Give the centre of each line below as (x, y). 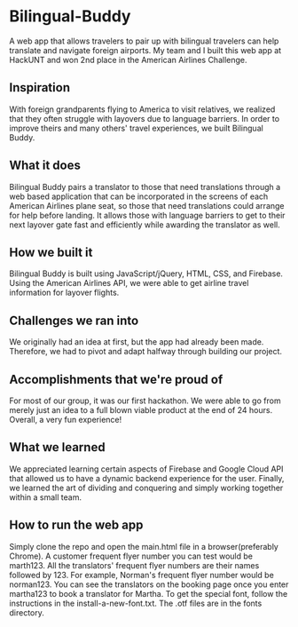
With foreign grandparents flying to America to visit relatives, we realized (142, 109)
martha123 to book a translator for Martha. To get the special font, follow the (149, 593)
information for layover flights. (64, 293)
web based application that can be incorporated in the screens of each (139, 196)
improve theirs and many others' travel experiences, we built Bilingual (136, 128)
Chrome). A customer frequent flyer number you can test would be (131, 556)
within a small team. (46, 497)
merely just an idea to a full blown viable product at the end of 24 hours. (141, 410)
